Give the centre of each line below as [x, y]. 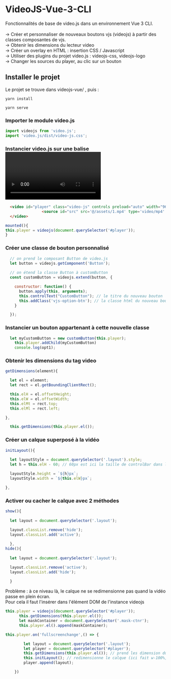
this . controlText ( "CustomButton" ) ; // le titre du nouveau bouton [91, 296]
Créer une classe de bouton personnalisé [57, 248]
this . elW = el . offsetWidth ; [40, 399]
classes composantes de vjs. [36, 40]
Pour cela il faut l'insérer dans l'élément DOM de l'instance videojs [75, 602]
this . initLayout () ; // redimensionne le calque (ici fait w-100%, [95, 658]
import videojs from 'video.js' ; [41, 131]
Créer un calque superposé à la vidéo [52, 440]
